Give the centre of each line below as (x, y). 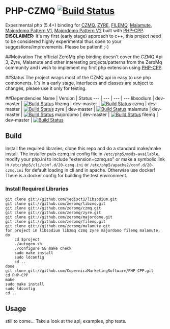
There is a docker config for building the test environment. (66, 175)
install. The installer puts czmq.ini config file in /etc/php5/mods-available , (82, 154)
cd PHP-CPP (17, 275)
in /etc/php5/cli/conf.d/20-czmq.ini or (47, 165)
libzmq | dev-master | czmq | (101, 103)
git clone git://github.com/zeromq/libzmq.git (55, 204)
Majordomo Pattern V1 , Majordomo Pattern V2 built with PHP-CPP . (75, 30)
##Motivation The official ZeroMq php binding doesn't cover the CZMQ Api (84, 57)
